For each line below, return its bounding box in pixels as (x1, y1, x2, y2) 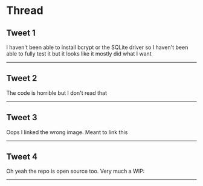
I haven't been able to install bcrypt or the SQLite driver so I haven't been (6, 43, 188, 51)
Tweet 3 (6, 112, 37, 123)
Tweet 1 (6, 28, 36, 38)
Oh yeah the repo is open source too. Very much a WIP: (6, 167, 145, 175)
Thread (6, 4, 43, 18)
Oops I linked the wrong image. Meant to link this (6, 128, 128, 136)
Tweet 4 (6, 152, 38, 162)
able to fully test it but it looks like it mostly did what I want (6, 50, 152, 57)
